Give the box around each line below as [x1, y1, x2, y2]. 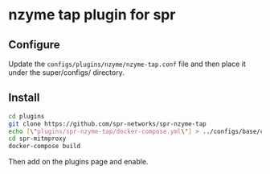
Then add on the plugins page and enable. [8, 157, 149, 167]
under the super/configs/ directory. [8, 68, 125, 77]
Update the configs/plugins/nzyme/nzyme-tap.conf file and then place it [8, 59, 247, 68]
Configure [8, 38, 60, 52]
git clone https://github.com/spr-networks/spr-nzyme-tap [8, 119, 207, 128]
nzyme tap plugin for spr [8, 6, 176, 24]
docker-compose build [8, 143, 81, 151]
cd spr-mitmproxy [8, 135, 67, 143]
